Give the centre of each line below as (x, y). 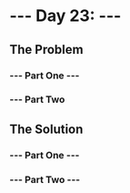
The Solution (46, 129)
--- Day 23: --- (65, 16)
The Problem (46, 50)
